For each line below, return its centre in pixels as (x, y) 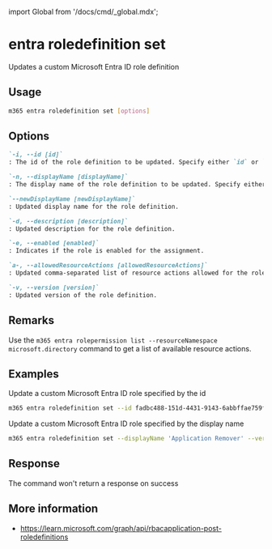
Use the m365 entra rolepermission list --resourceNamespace (113, 340)
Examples (34, 374)
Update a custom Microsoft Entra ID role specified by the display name (126, 423)
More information (53, 509)
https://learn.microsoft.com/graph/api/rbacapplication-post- (121, 528)
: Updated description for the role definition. (92, 229)
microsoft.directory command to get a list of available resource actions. (130, 348)
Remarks (32, 320)
